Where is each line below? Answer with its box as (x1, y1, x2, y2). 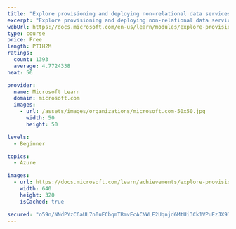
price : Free (7, 37, 42, 44)
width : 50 (25, 115, 55, 122)
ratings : (7, 50, 33, 57)
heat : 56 (7, 69, 33, 76)
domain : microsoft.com (13, 95, 80, 102)
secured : (7, 211, 33, 218)
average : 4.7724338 (13, 63, 71, 70)
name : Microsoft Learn (13, 89, 80, 96)
